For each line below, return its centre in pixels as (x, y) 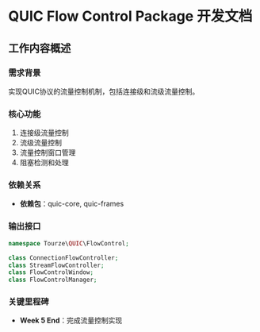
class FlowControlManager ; (53, 280)
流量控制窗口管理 (48, 152)
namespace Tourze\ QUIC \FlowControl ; (69, 243)
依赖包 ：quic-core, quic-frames (72, 204)
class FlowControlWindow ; (51, 272)
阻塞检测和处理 (44, 163)
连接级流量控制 (44, 133)
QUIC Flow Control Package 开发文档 (130, 16)
